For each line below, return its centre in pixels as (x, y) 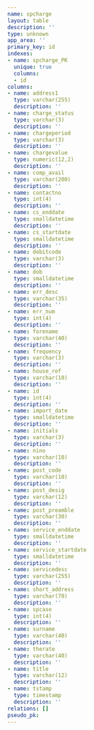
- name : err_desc (33, 292)
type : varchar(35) (41, 298)
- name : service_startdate (47, 550)
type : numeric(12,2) (44, 160)
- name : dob (25, 272)
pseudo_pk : (23, 715)
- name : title (28, 669)
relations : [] (28, 709)
